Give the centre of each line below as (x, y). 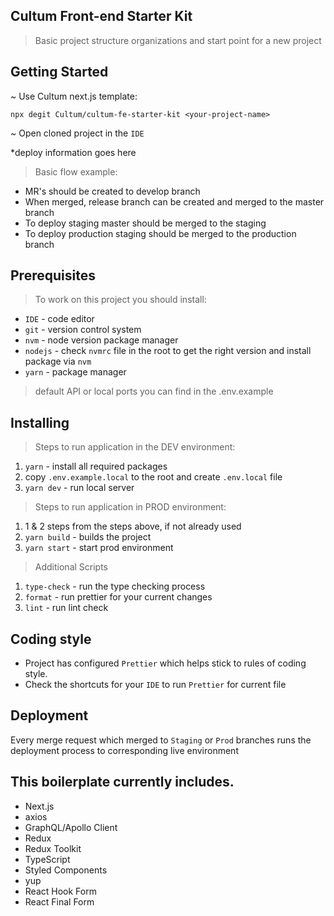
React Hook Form (60, 891)
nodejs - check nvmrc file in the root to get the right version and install (168, 351)
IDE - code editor (59, 319)
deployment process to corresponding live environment (124, 750)
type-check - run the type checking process (115, 586)
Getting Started (59, 72)
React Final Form (59, 901)
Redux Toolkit (53, 848)
